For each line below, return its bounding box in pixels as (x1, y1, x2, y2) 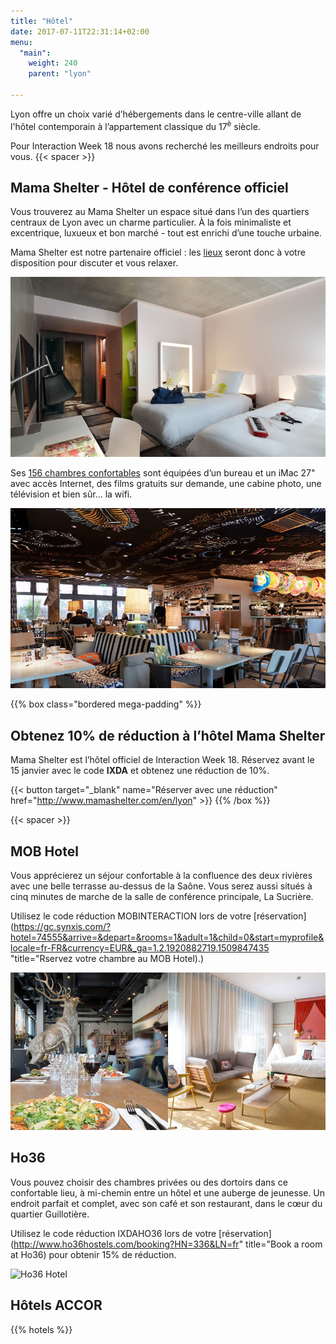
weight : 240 (28, 58, 78, 69)
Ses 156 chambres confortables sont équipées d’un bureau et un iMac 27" (10, 467, 316, 479)
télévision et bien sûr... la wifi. (10, 488, 133, 500)
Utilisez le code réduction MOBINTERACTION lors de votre (10, 910, 252, 922)
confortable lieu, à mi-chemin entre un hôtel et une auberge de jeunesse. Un (10, 1186, 325, 1199)
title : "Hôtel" (10, 16, 74, 26)
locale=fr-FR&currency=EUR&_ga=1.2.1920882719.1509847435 (10, 941, 270, 954)
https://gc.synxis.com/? (13, 920, 112, 932)
